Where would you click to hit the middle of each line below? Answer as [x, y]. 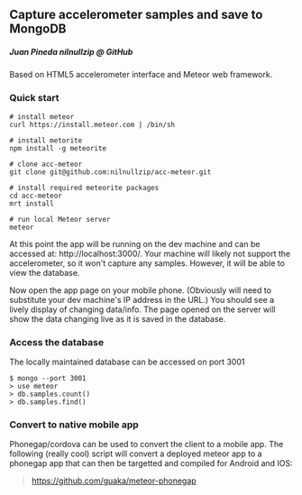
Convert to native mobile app [74, 425]
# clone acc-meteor [46, 164]
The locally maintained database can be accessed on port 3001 [127, 362]
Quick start [35, 98]
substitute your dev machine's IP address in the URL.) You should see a [142, 299]
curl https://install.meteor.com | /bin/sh [92, 124]
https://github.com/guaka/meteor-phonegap [114, 481]
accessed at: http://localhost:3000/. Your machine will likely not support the [150, 253]
